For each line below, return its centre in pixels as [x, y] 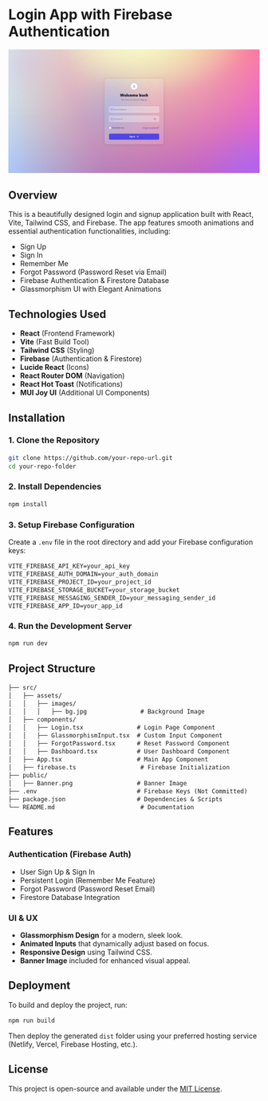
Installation [37, 417]
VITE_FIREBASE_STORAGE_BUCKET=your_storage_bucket [94, 590]
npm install [28, 504]
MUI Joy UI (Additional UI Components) [85, 393]
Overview [33, 195]
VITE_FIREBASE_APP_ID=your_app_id [66, 606]
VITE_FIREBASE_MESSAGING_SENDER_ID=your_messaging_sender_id [112, 598]
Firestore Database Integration [70, 897]
